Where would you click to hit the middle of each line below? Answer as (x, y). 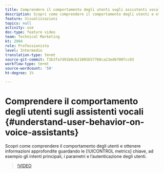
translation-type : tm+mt (30, 55)
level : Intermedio (24, 50)
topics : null (18, 23)
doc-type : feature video (30, 32)
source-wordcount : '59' (29, 69)
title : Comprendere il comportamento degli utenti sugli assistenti (76, 10)
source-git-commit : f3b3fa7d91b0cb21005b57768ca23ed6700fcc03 (70, 59)
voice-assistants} (42, 133)
